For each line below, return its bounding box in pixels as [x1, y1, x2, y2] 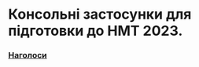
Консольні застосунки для [8, 5, 192, 23]
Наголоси [8, 50, 47, 61]
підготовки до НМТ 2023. [8, 22, 183, 40]
